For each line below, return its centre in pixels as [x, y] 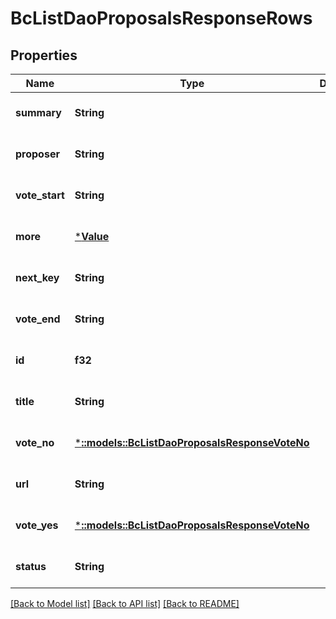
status [31, 566]
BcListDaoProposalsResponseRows [161, 18]
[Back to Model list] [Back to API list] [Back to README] [125, 603]
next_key [37, 277]
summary [38, 112]
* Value [92, 236]
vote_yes [37, 525]
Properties [44, 55]
